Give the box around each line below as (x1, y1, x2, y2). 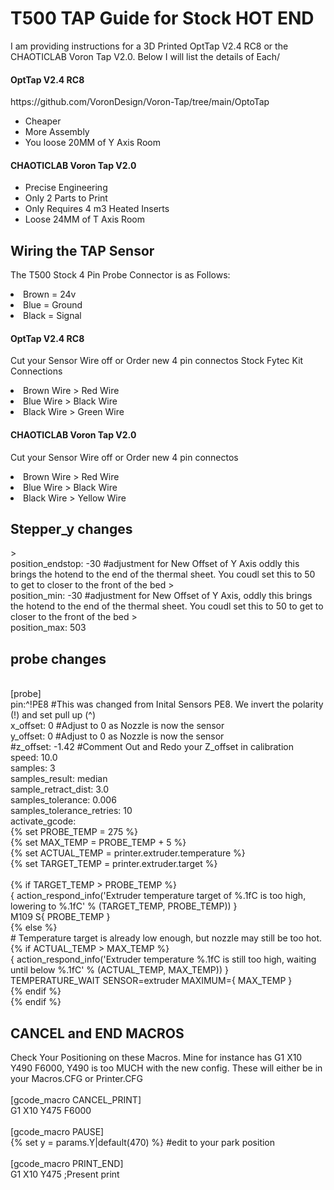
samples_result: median (10, 773, 108, 785)
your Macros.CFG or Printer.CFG (10, 1073, 144, 1084)
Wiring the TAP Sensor (10, 242, 155, 259)
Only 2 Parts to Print (24, 192, 108, 204)
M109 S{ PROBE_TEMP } (10, 911, 111, 923)
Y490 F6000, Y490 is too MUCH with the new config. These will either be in (10, 1062, 323, 1074)
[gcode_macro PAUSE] (10, 1126, 105, 1137)
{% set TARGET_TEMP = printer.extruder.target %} (10, 858, 218, 870)
